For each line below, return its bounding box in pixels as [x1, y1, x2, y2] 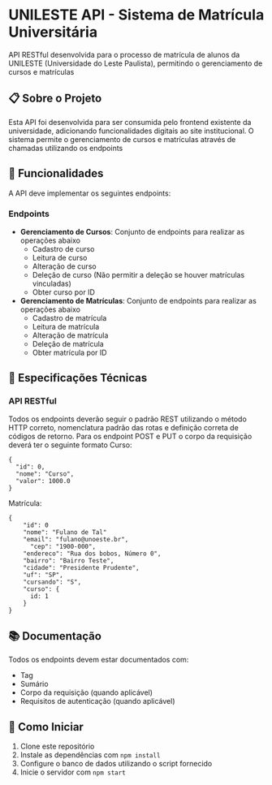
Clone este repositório [19, 741, 95, 752]
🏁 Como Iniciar [8, 720, 84, 734]
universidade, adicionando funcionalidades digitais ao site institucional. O [8, 126, 254, 136]
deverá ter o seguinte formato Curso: [8, 440, 132, 450]
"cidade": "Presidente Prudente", [23, 563, 140, 571]
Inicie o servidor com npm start [19, 767, 126, 777]
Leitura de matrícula [32, 321, 100, 331]
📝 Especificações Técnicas [8, 371, 148, 385]
